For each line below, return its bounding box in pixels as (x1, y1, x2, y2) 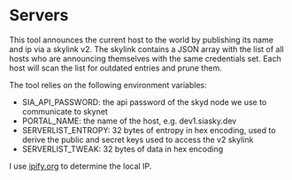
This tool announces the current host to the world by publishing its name (9, 34, 274, 45)
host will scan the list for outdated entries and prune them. (9, 63, 223, 73)
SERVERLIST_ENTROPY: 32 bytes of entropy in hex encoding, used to (21, 124, 276, 135)
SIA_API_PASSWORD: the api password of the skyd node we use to (21, 96, 267, 107)
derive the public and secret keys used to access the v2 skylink (21, 134, 254, 145)
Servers (9, 5, 69, 26)
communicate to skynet (21, 106, 108, 116)
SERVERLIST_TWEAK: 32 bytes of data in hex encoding (21, 143, 224, 154)
